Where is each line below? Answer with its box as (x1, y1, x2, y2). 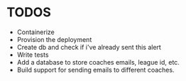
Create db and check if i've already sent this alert (16, 43, 161, 51)
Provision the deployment (16, 35, 92, 43)
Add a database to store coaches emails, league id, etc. (16, 58, 180, 66)
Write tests (16, 50, 49, 59)
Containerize (16, 28, 55, 36)
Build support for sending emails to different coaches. (16, 65, 175, 74)
